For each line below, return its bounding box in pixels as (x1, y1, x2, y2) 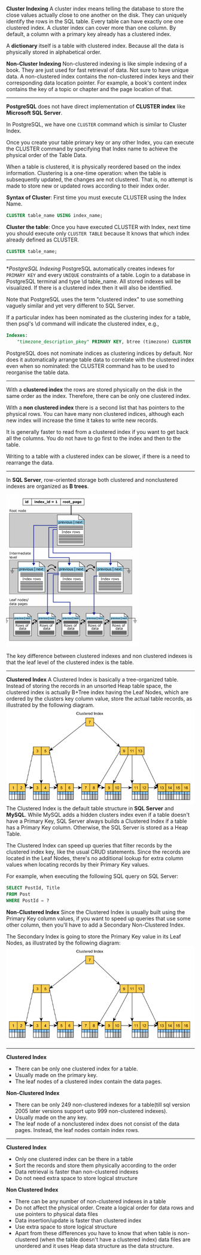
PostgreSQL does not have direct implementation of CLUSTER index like (6, 103, 185, 110)
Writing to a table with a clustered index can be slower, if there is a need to (6, 452, 190, 460)
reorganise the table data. (6, 369, 70, 376)
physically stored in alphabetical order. (6, 49, 102, 56)
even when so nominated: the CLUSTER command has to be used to (6, 362, 175, 369)
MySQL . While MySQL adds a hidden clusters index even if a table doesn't (6, 811, 190, 818)
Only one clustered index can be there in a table (14, 1155, 133, 1162)
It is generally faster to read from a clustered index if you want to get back (6, 428, 189, 435)
